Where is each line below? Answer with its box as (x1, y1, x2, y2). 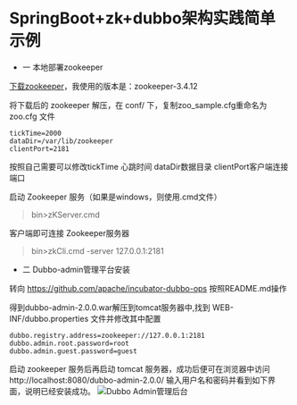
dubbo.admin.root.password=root (9, 339, 129, 348)
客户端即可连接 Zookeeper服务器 (9, 227, 130, 238)
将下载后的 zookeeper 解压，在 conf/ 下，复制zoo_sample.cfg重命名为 (9, 99, 268, 110)
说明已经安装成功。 (24, 385, 95, 396)
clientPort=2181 (9, 144, 70, 153)
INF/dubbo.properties (9, 313, 89, 324)
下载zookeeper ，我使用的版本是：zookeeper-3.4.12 (9, 80, 198, 91)
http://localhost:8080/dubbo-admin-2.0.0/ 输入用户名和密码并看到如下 (9, 375, 268, 385)
